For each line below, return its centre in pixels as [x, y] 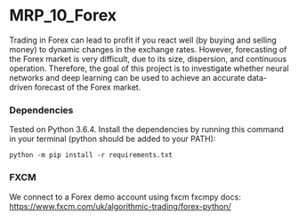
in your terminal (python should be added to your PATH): [113, 139]
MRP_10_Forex [63, 16]
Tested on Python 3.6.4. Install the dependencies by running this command [147, 130]
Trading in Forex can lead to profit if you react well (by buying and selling [143, 40]
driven [21, 87]
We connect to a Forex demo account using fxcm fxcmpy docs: [125, 197]
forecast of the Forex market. [88, 87]
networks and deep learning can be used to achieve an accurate [127, 77]
